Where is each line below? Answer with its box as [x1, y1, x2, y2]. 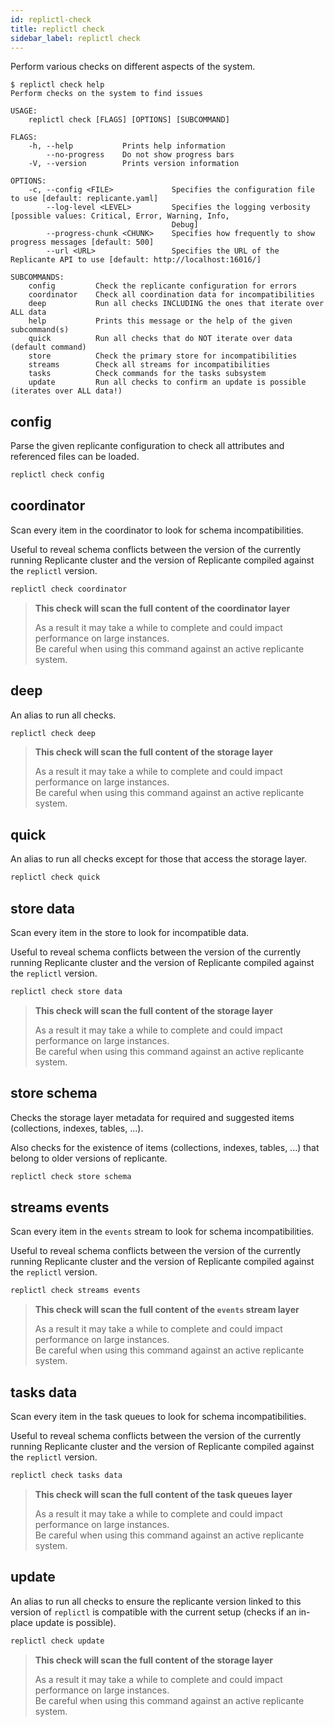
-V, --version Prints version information [28, 159, 240, 169]
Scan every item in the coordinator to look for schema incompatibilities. [10, 524, 304, 536]
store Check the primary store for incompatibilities [28, 351, 298, 361]
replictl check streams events [10, 1286, 141, 1296]
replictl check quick [10, 872, 101, 883]
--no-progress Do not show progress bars [46, 150, 235, 160]
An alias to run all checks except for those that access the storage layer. [10, 853, 308, 865]
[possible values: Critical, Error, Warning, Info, [10, 211, 230, 221]
